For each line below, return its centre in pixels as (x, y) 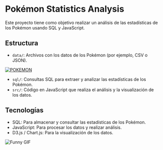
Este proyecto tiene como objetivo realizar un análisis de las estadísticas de (81, 23)
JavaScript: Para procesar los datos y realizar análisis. (67, 127)
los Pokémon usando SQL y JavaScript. (45, 27)
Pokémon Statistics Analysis (65, 9)
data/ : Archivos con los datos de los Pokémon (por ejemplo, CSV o (80, 55)
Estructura (22, 43)
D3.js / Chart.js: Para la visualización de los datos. (63, 132)
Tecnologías (24, 111)
